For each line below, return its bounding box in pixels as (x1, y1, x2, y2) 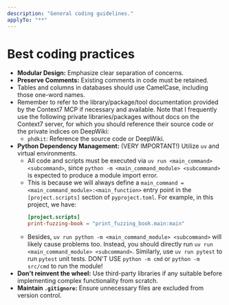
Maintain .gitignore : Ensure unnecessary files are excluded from (17, 284, 204, 293)
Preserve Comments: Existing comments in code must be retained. (17, 76, 209, 85)
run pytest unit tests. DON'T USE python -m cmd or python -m (27, 255, 200, 263)
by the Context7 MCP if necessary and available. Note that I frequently (17, 105, 217, 114)
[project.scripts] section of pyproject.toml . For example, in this (27, 193, 214, 202)
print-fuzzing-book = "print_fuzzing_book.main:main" (27, 220, 185, 227)
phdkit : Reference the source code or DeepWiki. (27, 135, 165, 143)
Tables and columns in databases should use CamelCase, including (17, 83, 208, 92)
